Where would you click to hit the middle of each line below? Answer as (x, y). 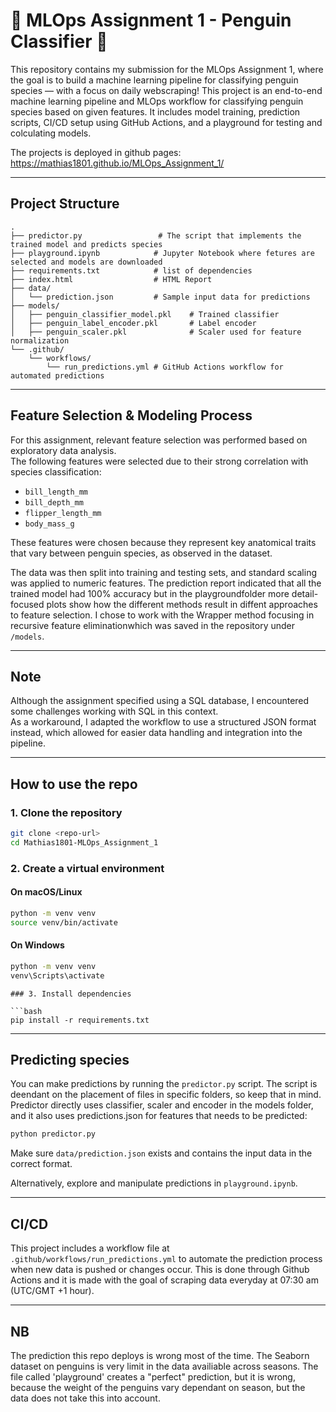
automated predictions (57, 375)
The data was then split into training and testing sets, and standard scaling (164, 572)
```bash (26, 1011)
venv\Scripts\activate (57, 975)
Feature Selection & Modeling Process (131, 415)
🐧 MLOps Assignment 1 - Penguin (151, 20)
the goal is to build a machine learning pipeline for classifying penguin (154, 80)
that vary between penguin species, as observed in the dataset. (141, 553)
